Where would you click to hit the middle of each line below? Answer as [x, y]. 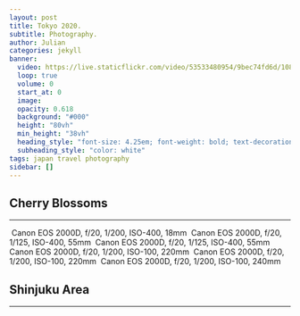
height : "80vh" [46, 126]
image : [29, 100]
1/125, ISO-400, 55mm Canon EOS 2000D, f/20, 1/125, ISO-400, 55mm [140, 243]
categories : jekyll [46, 51]
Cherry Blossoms [59, 203]
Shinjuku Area [50, 290]
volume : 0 [35, 84]
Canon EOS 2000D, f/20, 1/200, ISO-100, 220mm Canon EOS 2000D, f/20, [147, 252]
